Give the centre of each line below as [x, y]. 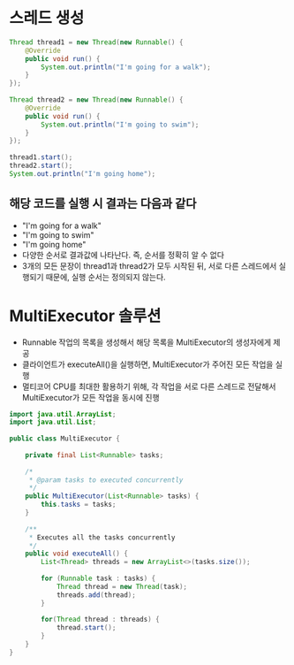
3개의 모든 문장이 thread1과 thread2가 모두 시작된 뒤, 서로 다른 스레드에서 [149, 265]
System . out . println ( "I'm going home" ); [83, 173]
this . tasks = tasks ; [79, 505]
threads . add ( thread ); [96, 595]
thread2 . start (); [41, 166]
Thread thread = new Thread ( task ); [122, 586]
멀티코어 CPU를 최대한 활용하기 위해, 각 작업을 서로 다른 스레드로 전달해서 [149, 386]
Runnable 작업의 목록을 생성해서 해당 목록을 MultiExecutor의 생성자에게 [147, 342]
